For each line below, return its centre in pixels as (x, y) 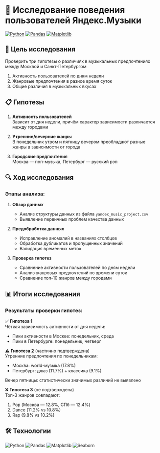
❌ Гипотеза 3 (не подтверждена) (40, 389)
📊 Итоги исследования (43, 294)
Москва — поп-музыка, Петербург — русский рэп (65, 162)
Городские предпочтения (40, 156)
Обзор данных (28, 205)
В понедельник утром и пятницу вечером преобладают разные (79, 142)
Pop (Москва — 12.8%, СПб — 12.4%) (51, 405)
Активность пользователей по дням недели (58, 76)
